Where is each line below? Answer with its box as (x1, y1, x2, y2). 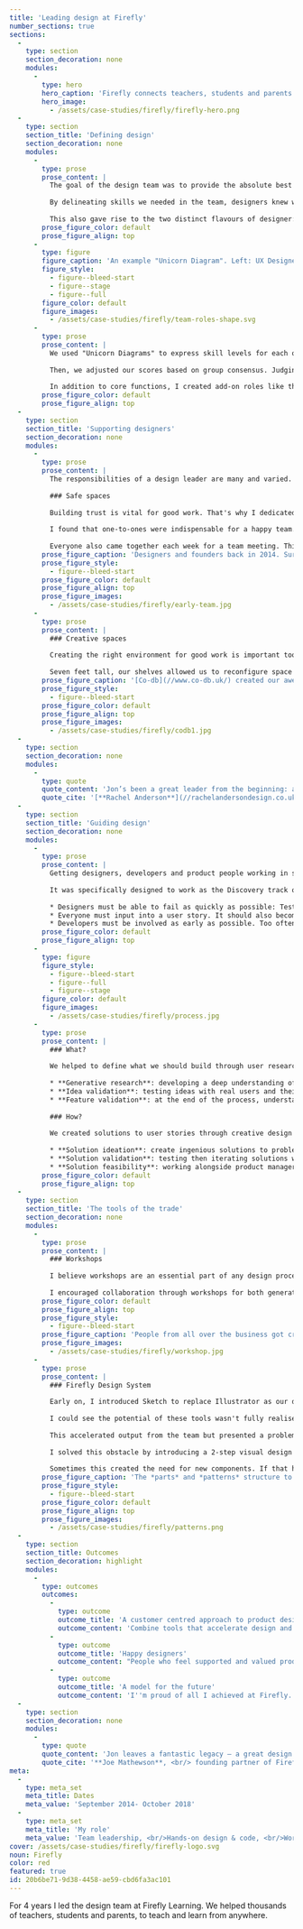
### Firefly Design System (49, 1380, 151, 1389)
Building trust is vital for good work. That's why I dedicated (49, 508, 297, 517)
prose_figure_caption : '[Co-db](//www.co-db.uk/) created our (41, 676, 280, 685)
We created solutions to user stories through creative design (49, 1129, 293, 1138)
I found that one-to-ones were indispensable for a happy (49, 525, 272, 534)
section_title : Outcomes (25, 1548, 119, 1557)
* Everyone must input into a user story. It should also (49, 910, 272, 920)
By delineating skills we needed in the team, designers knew (49, 198, 289, 208)
